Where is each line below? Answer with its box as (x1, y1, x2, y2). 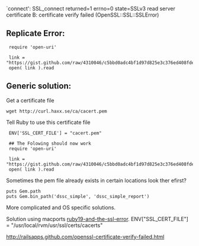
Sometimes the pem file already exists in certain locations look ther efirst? (6, 177, 187, 184)
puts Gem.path (6, 188, 41, 194)
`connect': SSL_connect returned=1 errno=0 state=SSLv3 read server (6, 5, 176, 12)
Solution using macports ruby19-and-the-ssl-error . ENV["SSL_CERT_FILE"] (6, 215, 188, 222)
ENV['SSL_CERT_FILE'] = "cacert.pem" (8, 130, 102, 136)
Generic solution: (6, 81, 72, 91)
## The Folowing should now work (8, 140, 92, 146)
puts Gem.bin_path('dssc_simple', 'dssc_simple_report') (6, 193, 150, 199)
